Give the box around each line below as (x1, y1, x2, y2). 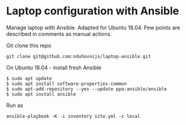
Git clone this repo (6, 42, 52, 49)
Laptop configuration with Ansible (6, 4, 179, 18)
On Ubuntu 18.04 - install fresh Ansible (6, 64, 102, 71)
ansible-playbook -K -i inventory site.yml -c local (6, 113, 141, 119)
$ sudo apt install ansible (6, 91, 77, 97)
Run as (6, 102, 23, 109)
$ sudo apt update (6, 75, 52, 81)
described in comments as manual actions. (6, 30, 112, 37)
